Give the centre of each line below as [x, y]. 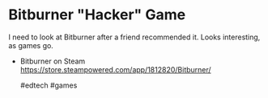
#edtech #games [49, 85]
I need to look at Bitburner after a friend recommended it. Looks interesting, [134, 37]
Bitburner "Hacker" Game [97, 15]
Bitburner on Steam [53, 61]
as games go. [31, 45]
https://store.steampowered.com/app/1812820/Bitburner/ [116, 69]
